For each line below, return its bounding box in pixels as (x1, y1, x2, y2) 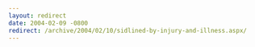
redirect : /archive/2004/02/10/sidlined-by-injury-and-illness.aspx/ (8, 26, 248, 34)
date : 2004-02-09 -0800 (8, 19, 89, 27)
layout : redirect (8, 11, 67, 20)
